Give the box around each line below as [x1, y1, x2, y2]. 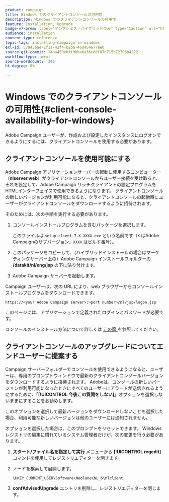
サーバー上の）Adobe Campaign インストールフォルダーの [30, 255, 151, 262]
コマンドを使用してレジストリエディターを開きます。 [12, 455, 122, 461]
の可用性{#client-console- [5, 104, 117, 115]
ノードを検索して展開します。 [12, 465, 74, 471]
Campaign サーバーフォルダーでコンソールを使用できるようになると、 [5, 366, 150, 372]
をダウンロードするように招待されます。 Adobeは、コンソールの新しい [5, 379, 152, 385]
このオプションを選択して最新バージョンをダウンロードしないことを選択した [5, 408, 164, 414]
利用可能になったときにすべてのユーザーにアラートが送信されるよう [22, 385, 163, 391]
